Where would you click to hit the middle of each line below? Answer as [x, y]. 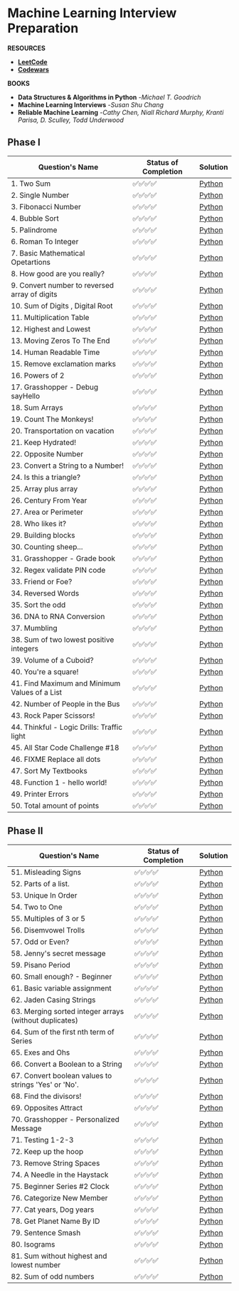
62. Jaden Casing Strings [53, 1000]
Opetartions [31, 262]
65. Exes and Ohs [41, 1053]
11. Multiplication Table [50, 317]
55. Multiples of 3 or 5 [48, 918]
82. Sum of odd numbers [53, 1276]
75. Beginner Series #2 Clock [60, 1186]
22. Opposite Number [47, 453]
